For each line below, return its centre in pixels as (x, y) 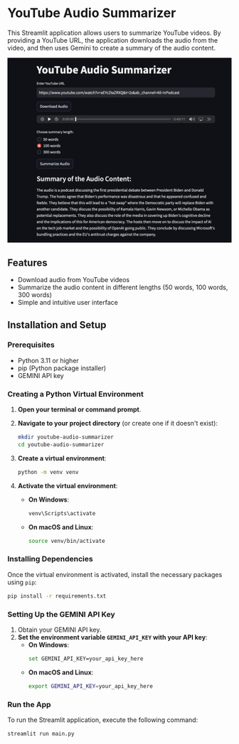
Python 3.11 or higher (48, 360)
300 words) (34, 295)
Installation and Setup (57, 325)
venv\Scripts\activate (62, 513)
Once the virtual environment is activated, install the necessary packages (115, 574)
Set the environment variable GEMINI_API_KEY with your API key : (112, 637)
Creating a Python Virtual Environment (76, 394)
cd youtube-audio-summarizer (61, 445)
